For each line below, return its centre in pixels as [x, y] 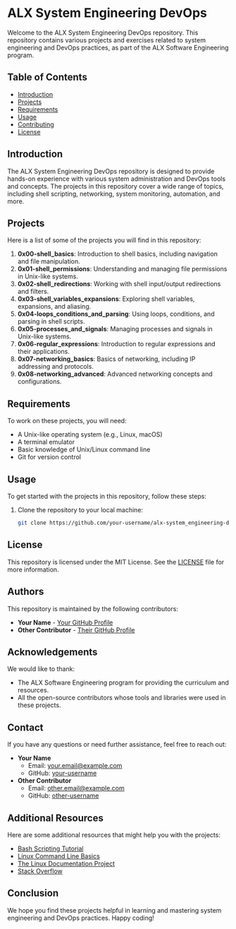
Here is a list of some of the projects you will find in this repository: [104, 240]
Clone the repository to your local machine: [80, 510]
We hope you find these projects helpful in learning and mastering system [114, 910]
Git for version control [49, 457]
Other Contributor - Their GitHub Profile [76, 629]
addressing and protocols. [55, 367]
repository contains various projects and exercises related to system [107, 40]
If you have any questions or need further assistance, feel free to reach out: [117, 745]
